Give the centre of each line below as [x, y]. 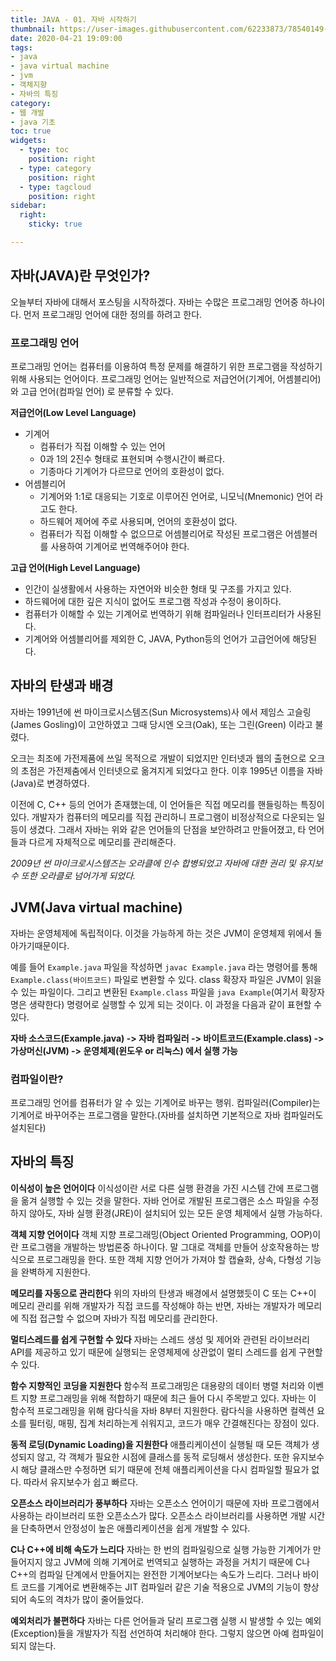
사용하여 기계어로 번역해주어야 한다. [120, 546]
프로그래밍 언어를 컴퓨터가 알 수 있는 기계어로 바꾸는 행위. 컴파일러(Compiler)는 [165, 1102]
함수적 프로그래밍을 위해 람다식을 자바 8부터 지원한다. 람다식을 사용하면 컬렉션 [162, 1410]
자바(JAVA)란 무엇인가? [80, 276]
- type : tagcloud [55, 187]
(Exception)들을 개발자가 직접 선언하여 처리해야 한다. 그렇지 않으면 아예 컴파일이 [167, 1633]
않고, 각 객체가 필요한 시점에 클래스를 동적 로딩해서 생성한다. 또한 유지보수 [180, 1457]
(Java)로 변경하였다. [50, 783]
